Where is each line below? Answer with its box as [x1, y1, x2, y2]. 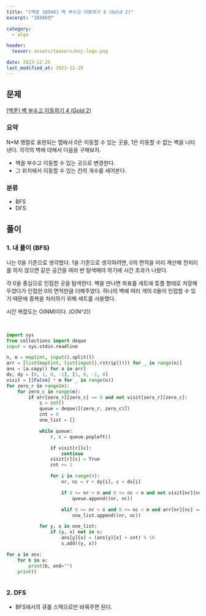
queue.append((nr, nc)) [72, 495, 133, 501]
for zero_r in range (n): [6, 382, 70, 389]
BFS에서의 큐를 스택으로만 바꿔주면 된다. [15, 603, 113, 610]
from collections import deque [6, 338, 86, 344]
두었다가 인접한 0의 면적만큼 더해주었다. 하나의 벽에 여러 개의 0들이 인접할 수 [6, 287, 190, 294]
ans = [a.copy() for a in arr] [6, 366, 86, 372]
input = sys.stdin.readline [6, 343, 78, 349]
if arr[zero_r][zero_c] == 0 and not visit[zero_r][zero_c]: [28, 394, 188, 400]
